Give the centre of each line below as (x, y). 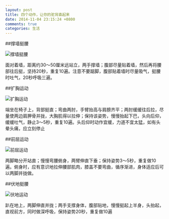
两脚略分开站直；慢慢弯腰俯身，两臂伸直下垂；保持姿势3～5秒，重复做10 (81, 161)
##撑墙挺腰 (17, 44)
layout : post (19, 10)
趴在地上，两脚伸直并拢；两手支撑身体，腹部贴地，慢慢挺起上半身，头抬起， (84, 205)
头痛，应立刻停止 (27, 128)
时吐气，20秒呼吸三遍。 (30, 78)
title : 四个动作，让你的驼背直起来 (37, 15)
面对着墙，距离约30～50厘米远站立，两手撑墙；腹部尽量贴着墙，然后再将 (81, 65)
